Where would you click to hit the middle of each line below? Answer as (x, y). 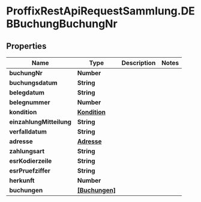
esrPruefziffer (30, 171)
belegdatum (27, 93)
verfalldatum (28, 132)
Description (139, 63)
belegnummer (30, 102)
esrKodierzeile (31, 161)
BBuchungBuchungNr (62, 24)
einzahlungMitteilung (40, 122)
